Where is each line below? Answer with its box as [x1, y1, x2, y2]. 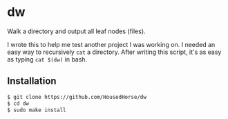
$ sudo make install [7, 107, 67, 113]
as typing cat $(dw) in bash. [7, 55, 88, 63]
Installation [7, 75, 57, 87]
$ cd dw [7, 100, 30, 107]
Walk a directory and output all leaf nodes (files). [7, 27, 146, 35]
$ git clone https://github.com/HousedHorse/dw [7, 93, 147, 100]
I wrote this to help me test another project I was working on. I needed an [7, 40, 216, 48]
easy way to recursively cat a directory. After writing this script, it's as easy [7, 48, 222, 56]
